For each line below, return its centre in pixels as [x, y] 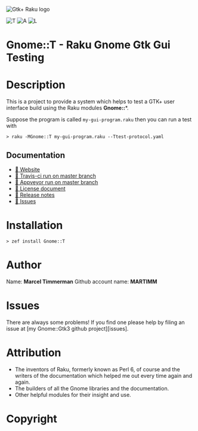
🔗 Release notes [35, 195]
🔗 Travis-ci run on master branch [55, 176]
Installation [35, 226]
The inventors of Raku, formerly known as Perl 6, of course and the [97, 369]
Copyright [32, 419]
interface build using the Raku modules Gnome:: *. [68, 108]
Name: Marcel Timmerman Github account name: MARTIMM [82, 282]
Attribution [34, 352]
